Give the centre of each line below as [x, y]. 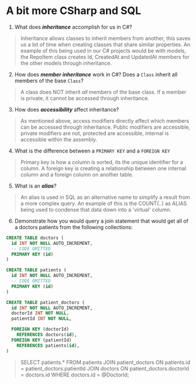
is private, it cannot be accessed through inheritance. [85, 98]
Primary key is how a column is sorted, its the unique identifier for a [102, 162]
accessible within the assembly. [59, 139]
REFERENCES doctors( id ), [47, 335]
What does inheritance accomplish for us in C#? [73, 27]
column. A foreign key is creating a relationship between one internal [103, 168]
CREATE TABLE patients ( [36, 270]
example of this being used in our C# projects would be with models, [103, 50]
